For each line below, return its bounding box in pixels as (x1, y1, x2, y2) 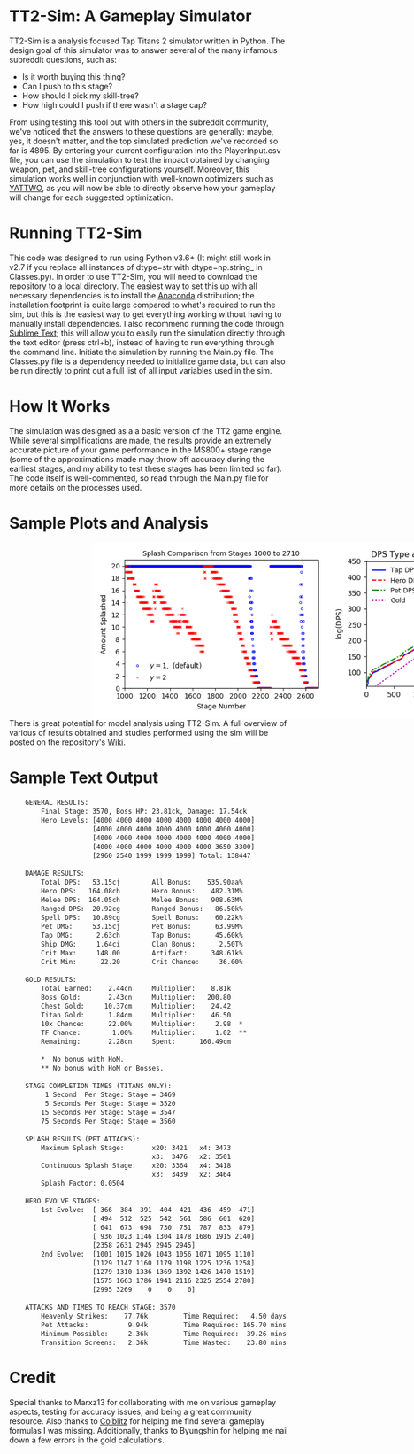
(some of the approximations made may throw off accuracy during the (9, 453, 265, 464)
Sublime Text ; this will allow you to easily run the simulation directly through (9, 328, 286, 338)
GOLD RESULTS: (25, 975, 77, 984)
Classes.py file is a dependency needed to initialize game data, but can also (9, 356, 286, 367)
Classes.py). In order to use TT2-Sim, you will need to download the (9, 271, 258, 282)
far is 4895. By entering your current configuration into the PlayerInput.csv (9, 144, 281, 156)
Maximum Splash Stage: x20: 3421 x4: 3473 (41, 1143, 232, 1152)
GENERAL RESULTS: (25, 798, 89, 807)
